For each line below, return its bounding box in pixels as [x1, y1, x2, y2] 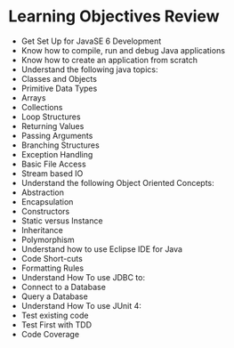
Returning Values [20, 120, 85, 131]
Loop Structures [20, 111, 81, 122]
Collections [20, 101, 63, 112]
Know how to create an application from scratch [20, 54, 198, 65]
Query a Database [20, 291, 88, 302]
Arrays [20, 92, 46, 103]
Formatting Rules [20, 263, 85, 273]
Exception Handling [20, 149, 93, 159]
